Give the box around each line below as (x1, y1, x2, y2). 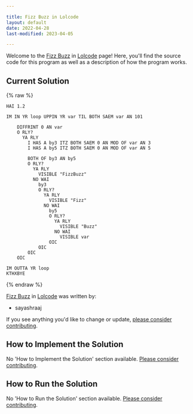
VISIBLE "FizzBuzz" (38, 171, 87, 177)
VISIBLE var (59, 234, 90, 240)
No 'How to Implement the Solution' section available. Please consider (6, 355, 179, 362)
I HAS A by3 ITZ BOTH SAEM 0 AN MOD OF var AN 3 (27, 140, 151, 146)
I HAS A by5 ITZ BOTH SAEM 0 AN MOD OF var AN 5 (27, 145, 151, 151)
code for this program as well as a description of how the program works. (6, 59, 187, 66)
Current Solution (6, 76, 70, 86)
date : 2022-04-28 (6, 25, 50, 31)
